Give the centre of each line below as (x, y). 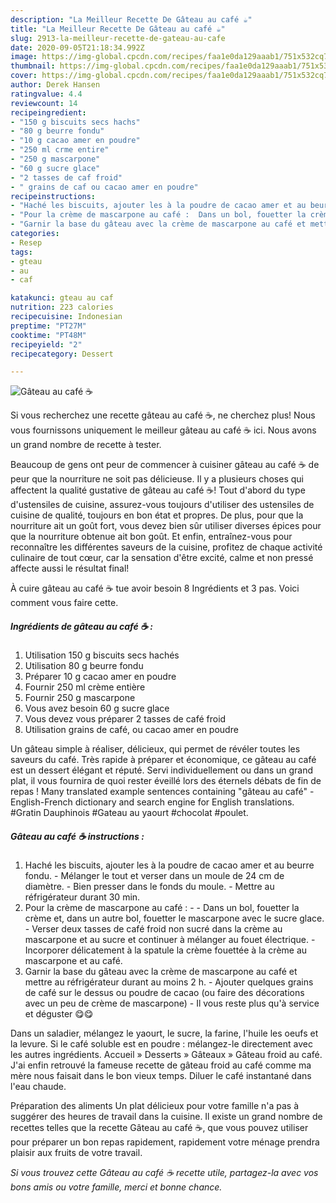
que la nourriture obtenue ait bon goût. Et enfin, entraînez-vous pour (151, 537)
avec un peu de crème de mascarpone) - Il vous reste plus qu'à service (172, 1003)
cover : (24, 76)
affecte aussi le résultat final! (70, 568)
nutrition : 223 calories (62, 307)
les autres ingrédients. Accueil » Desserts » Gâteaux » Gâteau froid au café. (166, 1055)
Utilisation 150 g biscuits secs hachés (102, 655)
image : (24, 57)
